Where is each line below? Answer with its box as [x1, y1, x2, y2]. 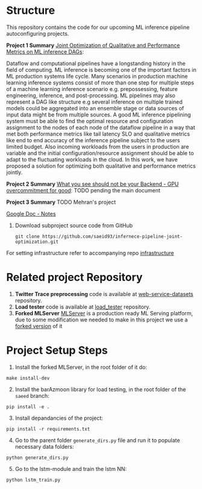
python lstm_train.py [6, 477, 61, 483]
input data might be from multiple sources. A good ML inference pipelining [6, 111, 191, 118]
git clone [14, 233, 40, 239]
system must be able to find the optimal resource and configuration [6, 117, 174, 124]
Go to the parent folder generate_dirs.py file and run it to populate [14, 437, 180, 444]
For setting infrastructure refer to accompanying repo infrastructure [6, 249, 174, 256]
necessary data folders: [14, 443, 74, 450]
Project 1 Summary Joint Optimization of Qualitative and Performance [6, 42, 180, 49]
